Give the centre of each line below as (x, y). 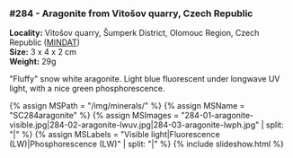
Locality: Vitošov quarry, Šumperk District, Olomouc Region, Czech (134, 33)
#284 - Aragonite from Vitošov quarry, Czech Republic (131, 13)
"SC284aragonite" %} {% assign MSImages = (94, 116)
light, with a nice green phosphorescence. (87, 89)
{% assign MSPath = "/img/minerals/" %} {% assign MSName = (127, 106)
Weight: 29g (33, 62)
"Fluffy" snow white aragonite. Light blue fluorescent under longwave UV (145, 79)
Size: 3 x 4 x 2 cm (43, 52)
